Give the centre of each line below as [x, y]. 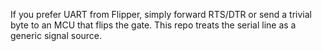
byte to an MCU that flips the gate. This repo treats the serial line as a [153, 25]
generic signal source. [56, 35]
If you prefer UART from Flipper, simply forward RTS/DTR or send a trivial [161, 14]
